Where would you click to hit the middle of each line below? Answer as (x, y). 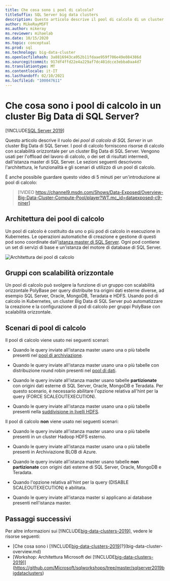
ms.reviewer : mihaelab (29, 33)
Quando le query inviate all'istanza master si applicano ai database (82, 497)
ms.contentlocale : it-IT (31, 71)
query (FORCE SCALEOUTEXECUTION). (54, 397)
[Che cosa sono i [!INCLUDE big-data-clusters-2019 (66, 546)
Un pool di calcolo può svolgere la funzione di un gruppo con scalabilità (80, 285)
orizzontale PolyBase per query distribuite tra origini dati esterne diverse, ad (85, 290)
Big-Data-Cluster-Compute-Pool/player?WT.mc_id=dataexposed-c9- (90, 198)
